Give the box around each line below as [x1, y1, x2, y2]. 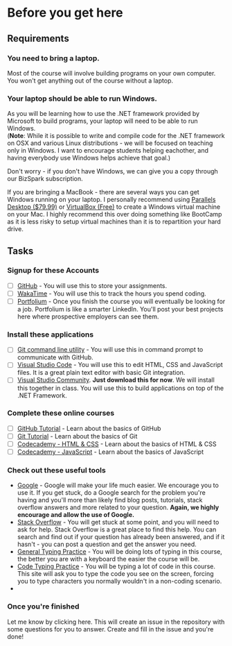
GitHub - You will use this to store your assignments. [17, 281, 168, 289]
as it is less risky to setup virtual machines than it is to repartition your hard [7, 217, 222, 226]
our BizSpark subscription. [7, 175, 83, 183]
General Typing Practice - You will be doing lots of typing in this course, [17, 547, 223, 556]
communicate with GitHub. [17, 353, 93, 362]
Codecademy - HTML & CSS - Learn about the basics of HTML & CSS [17, 439, 217, 448]
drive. [7, 225, 24, 233]
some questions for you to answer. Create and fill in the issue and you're [7, 624, 214, 633]
